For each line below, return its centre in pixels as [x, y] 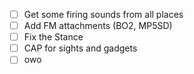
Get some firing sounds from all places [103, 14]
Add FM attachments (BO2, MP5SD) [98, 26]
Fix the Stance [53, 37]
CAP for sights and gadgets [80, 48]
